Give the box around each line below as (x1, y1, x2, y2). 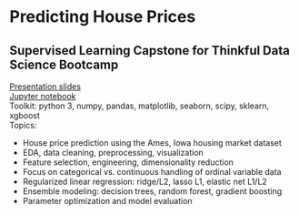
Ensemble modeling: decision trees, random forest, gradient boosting (22, 186, 283, 197)
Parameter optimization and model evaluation (22, 196, 193, 206)
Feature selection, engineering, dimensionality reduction (22, 157, 234, 168)
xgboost (9, 110, 41, 120)
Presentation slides (9, 81, 82, 92)
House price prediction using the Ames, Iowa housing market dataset (22, 138, 282, 148)
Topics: (9, 120, 37, 130)
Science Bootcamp (9, 56, 119, 72)
